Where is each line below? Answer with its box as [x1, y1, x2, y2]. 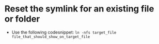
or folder [4, 13, 40, 24]
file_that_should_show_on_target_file [11, 34, 90, 39]
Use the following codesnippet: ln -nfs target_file [11, 29, 117, 35]
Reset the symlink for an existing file [4, 3, 155, 14]
